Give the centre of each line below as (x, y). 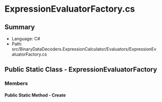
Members (16, 83)
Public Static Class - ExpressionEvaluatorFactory (81, 70)
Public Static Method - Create (35, 95)
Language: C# (26, 39)
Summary (20, 27)
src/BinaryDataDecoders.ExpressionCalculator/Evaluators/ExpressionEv (84, 49)
